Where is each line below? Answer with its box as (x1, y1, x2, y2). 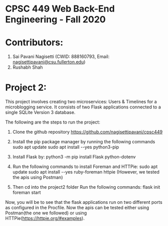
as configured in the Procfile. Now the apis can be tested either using (5, 205, 149, 211)
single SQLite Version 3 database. (5, 109, 76, 116)
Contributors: (5, 37, 64, 48)
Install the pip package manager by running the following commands (12, 139, 155, 145)
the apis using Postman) (12, 175, 63, 181)
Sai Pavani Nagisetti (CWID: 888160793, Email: (12, 53, 110, 60)
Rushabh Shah (12, 64, 43, 71)
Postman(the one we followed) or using (5, 210, 87, 216)
